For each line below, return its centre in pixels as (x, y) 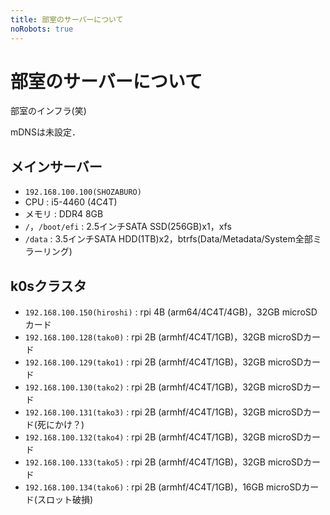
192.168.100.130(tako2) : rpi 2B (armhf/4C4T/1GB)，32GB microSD (164, 387)
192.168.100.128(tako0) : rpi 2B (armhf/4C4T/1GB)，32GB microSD (164, 337)
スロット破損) (65, 500)
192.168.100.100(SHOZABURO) (83, 192)
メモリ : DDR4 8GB (64, 214)
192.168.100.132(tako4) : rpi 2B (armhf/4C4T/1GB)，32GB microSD (164, 437)
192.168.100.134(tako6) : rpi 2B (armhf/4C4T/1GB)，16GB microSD (163, 487)
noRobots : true (42, 29)
